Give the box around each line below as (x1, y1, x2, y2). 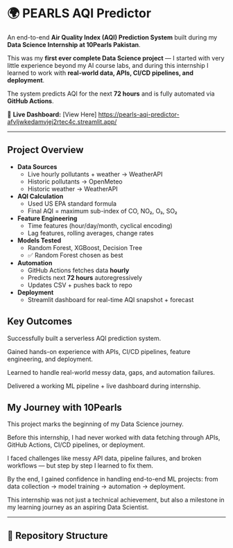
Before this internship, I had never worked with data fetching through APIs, (7, 434, 221, 442)
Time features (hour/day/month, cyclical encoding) (27, 221, 173, 229)
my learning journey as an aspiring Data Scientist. (7, 503, 149, 511)
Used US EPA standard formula (27, 199, 116, 208)
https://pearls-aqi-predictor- (98, 110, 180, 118)
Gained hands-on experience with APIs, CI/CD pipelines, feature (7, 347, 191, 355)
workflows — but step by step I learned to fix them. (7, 461, 154, 470)
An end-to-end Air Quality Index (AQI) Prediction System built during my (7, 33, 218, 42)
